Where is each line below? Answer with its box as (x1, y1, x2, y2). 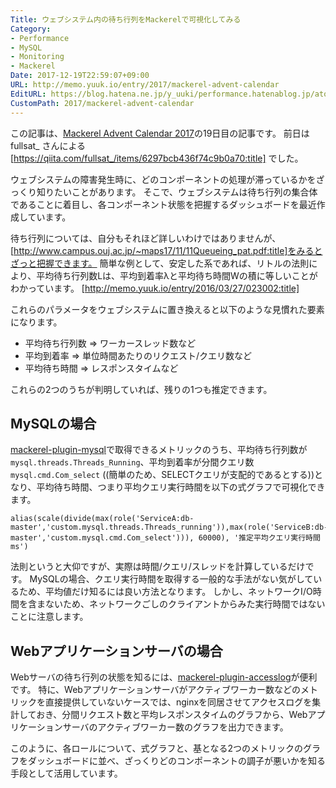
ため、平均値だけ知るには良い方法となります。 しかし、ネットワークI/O (18, 586, 313, 598)
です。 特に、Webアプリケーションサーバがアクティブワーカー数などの (10, 684, 301, 696)
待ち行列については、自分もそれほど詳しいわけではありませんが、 (10, 232, 282, 244)
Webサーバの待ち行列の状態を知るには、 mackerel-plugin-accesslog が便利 (10, 671, 318, 683)
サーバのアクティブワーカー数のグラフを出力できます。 (62, 721, 289, 733)
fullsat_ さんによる (10, 139, 86, 151)
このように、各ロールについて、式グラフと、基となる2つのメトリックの (10, 742, 304, 755)
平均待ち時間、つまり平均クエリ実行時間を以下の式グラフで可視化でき (36, 481, 326, 493)
